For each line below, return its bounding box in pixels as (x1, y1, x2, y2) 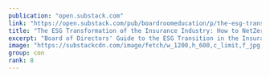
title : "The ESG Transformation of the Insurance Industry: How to (8, 26, 239, 34)
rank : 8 (8, 57, 35, 65)
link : (8, 19, 27, 27)
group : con (8, 49, 45, 57)
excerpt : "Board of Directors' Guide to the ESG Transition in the (8, 34, 239, 43)
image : (8, 42, 31, 50)
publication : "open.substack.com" (8, 11, 125, 20)
